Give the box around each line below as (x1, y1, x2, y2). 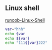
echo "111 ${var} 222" (5, 41, 48, 46)
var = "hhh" (5, 27, 26, 32)
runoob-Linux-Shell (5, 17, 45, 23)
